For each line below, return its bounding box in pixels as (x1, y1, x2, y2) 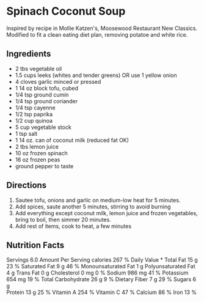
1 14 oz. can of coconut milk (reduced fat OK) (15, 136, 129, 144)
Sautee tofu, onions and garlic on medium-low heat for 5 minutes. (15, 196, 181, 204)
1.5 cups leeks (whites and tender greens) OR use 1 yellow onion (15, 72, 177, 79)
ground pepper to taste (15, 162, 74, 169)
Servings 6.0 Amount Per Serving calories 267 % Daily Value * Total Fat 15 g (6, 256, 199, 263)
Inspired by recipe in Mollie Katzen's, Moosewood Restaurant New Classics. (6, 24, 197, 32)
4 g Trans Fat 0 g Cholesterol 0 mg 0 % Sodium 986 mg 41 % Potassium (6, 269, 189, 276)
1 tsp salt (15, 130, 38, 137)
